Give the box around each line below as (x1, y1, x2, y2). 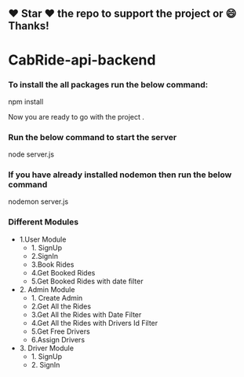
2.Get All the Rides (31, 301, 92, 311)
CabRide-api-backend (8, 51, 156, 68)
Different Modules (8, 216, 79, 227)
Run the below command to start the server (8, 131, 177, 142)
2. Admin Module (19, 284, 75, 294)
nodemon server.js (8, 197, 69, 206)
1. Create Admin (31, 293, 83, 302)
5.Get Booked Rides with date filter (31, 276, 144, 286)
